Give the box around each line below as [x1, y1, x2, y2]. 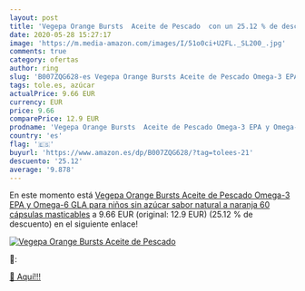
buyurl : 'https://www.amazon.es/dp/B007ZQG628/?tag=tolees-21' [9, 148, 254, 157]
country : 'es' [9, 131, 64, 141]
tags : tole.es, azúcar [9, 81, 95, 90]
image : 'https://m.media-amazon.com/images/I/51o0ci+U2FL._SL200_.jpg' [9, 38, 286, 48]
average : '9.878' [9, 165, 75, 174]
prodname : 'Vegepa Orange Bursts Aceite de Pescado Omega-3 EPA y [9, 123, 271, 132]
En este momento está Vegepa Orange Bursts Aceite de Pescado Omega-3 [9, 189, 290, 200]
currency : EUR [9, 97, 64, 107]
